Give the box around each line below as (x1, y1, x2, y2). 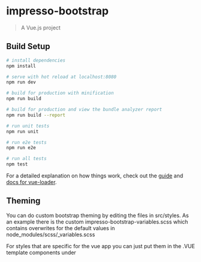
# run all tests (6, 156, 47, 162)
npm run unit (6, 128, 39, 134)
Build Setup (6, 41, 50, 52)
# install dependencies (6, 57, 66, 64)
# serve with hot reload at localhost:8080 (6, 74, 117, 80)
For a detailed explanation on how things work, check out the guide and (6, 172, 184, 179)
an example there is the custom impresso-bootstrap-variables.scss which (6, 218, 188, 225)
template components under (6, 249, 76, 256)
